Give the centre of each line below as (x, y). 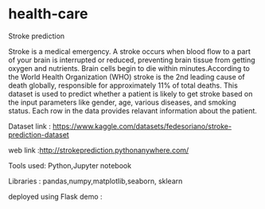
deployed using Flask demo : (55, 196)
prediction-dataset (39, 134)
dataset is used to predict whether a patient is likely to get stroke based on (131, 93)
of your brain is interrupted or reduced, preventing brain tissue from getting (132, 60)
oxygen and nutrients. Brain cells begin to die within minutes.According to (129, 68)
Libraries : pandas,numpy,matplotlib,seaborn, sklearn (95, 181)
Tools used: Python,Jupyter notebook (70, 165)
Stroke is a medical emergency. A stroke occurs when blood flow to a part (129, 51)
